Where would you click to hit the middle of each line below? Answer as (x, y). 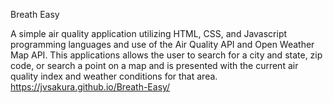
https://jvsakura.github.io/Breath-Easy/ (90, 87)
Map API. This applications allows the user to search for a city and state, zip (166, 55)
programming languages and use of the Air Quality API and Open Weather (162, 44)
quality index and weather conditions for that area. (114, 76)
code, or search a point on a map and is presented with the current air (154, 65)
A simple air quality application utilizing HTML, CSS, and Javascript (149, 33)
